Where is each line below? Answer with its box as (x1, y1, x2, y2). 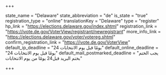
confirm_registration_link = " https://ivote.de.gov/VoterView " (5, 39, 130, 45)
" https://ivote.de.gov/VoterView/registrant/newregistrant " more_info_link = (5, 29, 161, 34)
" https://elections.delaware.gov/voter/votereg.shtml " (5, 34, 116, 40)
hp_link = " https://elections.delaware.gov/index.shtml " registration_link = (5, 23, 157, 29)
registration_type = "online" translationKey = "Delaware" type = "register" (5, 18, 159, 24)
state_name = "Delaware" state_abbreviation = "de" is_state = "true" (5, 13, 148, 18)
